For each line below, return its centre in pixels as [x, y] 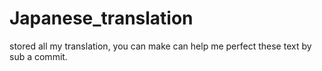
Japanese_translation [101, 18]
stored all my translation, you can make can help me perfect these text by [160, 46]
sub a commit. [38, 56]
